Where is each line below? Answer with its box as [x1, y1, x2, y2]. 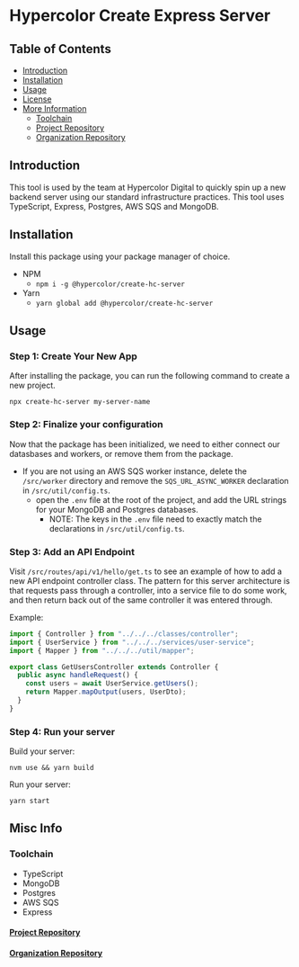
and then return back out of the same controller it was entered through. [9, 595, 273, 605]
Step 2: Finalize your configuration [9, 418, 163, 431]
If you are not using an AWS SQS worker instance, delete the [22, 465, 247, 477]
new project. [9, 380, 56, 391]
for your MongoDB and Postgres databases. [35, 504, 199, 515]
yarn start [9, 797, 50, 806]
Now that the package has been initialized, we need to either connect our [9, 438, 281, 450]
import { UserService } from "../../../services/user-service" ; [9, 638, 255, 647]
